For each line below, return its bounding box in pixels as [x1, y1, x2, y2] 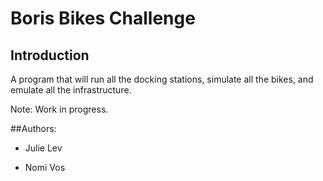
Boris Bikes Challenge [10, 7, 196, 30]
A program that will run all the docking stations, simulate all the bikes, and [10, 73, 314, 85]
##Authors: [10, 123, 57, 134]
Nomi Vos [24, 162, 66, 173]
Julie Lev [24, 142, 63, 154]
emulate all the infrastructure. [10, 84, 132, 96]
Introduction [10, 47, 90, 64]
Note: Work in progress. [10, 103, 109, 115]
